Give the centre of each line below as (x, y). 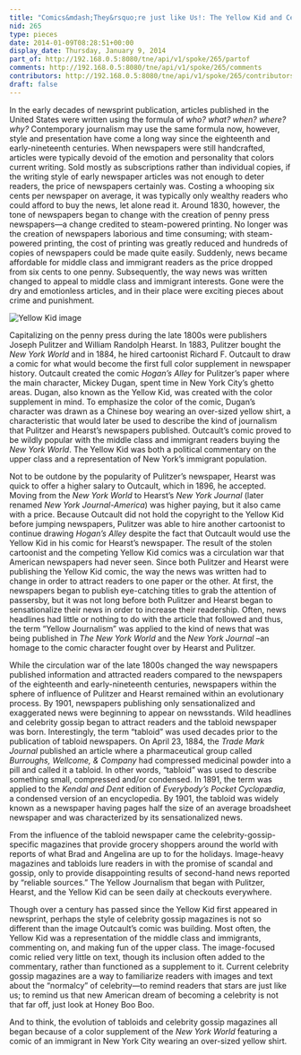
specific (24, 844)
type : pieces (34, 34)
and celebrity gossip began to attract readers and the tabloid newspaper (143, 722)
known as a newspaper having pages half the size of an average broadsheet (150, 808)
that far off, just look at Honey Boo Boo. (82, 1004)
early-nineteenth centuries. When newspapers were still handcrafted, (138, 148)
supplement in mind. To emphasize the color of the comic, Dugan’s (133, 402)
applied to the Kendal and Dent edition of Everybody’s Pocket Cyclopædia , (147, 789)
